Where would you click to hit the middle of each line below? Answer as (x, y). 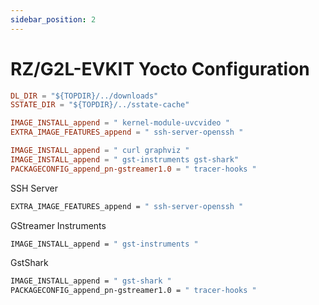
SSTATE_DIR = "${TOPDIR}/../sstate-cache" (100, 105)
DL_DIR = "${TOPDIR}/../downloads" (84, 96)
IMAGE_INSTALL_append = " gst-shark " (91, 281)
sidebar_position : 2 (53, 19)
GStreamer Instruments (58, 225)
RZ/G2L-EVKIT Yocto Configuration (160, 68)
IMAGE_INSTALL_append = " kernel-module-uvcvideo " (120, 123)
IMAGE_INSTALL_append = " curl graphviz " (100, 151)
